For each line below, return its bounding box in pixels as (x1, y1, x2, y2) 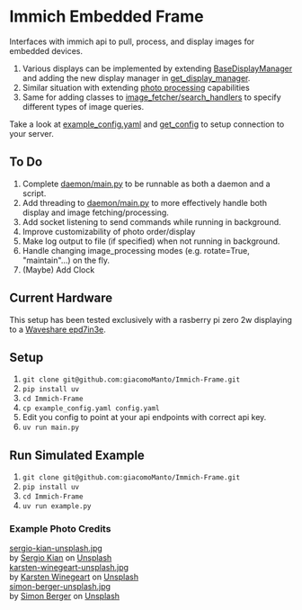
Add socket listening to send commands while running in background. (22, 216, 281, 227)
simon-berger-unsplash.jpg (9, 581, 111, 592)
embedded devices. (9, 45, 84, 56)
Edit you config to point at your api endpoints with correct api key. (22, 412, 267, 423)
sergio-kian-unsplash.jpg (9, 543, 103, 554)
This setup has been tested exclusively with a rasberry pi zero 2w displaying (9, 314, 292, 325)
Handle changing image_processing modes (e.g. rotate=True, (22, 245, 250, 256)
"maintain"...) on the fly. (22, 255, 111, 265)
